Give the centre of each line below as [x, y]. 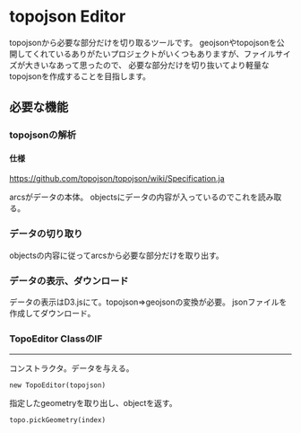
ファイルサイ [267, 53]
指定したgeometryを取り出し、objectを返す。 [93, 403]
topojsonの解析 [43, 135]
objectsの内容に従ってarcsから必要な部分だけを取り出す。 [116, 255]
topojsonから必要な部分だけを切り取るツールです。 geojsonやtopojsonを [143, 42]
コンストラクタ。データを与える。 [72, 368]
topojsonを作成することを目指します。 [80, 76]
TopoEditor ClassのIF [56, 339]
